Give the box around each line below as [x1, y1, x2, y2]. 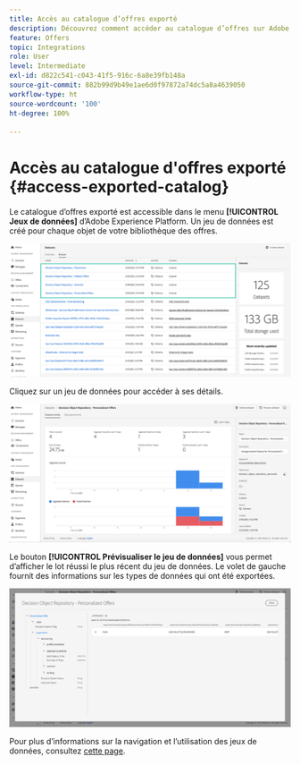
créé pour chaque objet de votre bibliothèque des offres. [9, 225, 218, 236]
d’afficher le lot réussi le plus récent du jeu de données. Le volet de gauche [9, 560, 287, 572]
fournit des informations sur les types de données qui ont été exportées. [9, 570, 276, 581]
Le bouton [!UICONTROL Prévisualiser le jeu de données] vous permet [9, 551, 272, 562]
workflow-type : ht [9, 89, 78, 98]
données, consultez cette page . [9, 745, 126, 756]
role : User [9, 52, 50, 62]
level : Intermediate [9, 62, 87, 71]
